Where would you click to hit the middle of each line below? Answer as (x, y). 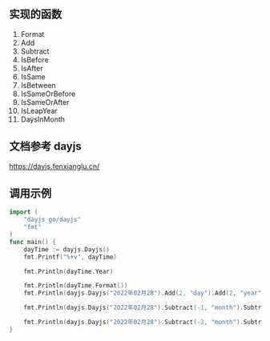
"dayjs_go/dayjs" (52, 220)
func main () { (33, 242)
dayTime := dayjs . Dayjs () (67, 249)
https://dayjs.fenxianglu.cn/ (54, 166)
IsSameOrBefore (48, 94)
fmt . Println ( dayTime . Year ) (69, 271)
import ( (24, 212)
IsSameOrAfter (45, 102)
